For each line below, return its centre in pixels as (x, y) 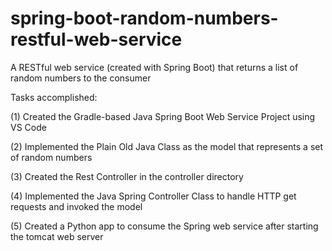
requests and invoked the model (76, 206)
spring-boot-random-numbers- (144, 18)
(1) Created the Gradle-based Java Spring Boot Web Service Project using (163, 116)
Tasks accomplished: (54, 97)
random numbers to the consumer (81, 78)
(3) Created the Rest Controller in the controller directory (127, 176)
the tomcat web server (57, 236)
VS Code (28, 127)
